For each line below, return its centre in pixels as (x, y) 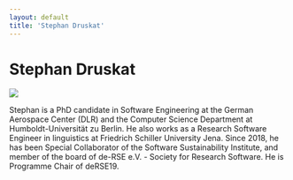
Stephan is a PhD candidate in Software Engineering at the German (131, 110)
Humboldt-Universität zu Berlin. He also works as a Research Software (138, 129)
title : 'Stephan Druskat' (57, 26)
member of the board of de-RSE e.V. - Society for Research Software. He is (146, 157)
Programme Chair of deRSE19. (64, 166)
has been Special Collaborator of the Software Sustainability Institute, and (144, 147)
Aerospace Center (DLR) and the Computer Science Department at (131, 119)
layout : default (39, 17)
